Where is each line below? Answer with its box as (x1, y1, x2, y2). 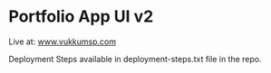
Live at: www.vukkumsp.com (8, 36, 117, 47)
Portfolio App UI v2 (8, 6, 154, 27)
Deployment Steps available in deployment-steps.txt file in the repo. (8, 53, 262, 64)
